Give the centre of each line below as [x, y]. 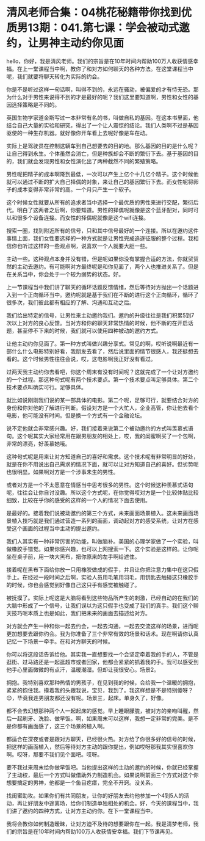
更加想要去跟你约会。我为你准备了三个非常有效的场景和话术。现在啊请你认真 [103, 633]
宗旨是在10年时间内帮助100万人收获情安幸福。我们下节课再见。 [96, 831]
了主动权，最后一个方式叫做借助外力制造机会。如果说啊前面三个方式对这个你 [103, 775]
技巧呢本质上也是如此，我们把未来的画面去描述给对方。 [81, 613]
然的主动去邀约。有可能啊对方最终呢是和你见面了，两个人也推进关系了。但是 [103, 266]
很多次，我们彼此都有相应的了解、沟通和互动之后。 [70, 302]
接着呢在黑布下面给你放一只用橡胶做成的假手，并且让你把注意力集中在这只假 [103, 569]
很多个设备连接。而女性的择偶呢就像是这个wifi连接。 [83, 217]
